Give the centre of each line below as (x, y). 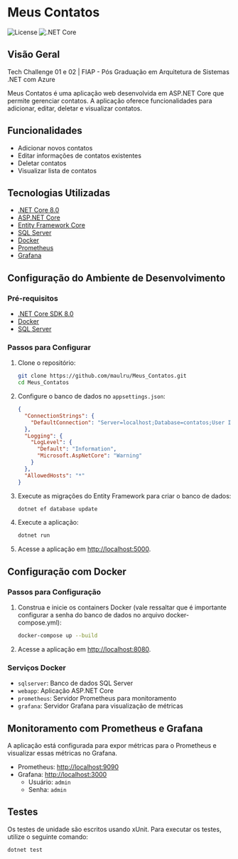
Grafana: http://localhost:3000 (62, 775)
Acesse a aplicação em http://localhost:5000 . (84, 549)
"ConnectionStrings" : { (59, 416)
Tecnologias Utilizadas (59, 193)
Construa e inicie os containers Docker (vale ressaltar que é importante (122, 607)
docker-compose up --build (58, 636)
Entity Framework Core (51, 225)
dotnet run (34, 535)
